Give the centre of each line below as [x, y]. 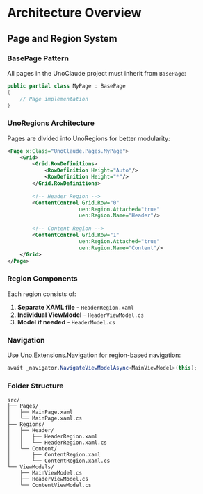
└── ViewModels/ [31, 467]
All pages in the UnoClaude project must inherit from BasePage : [97, 73]
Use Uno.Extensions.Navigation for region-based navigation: [94, 355]
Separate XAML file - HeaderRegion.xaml [75, 307]
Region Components [42, 279]
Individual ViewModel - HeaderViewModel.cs [81, 315]
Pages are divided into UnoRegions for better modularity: [89, 138]
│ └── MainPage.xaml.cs [44, 418]
